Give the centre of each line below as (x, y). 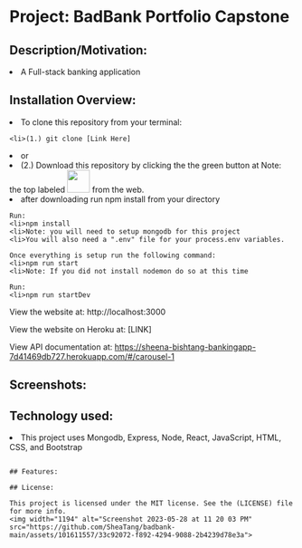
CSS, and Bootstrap (46, 447)
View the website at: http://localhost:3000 (88, 312)
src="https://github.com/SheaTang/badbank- (93, 527)
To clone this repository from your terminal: (102, 122)
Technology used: (61, 415)
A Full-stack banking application (81, 72)
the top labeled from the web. (77, 189)
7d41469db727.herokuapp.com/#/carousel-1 (92, 356)
